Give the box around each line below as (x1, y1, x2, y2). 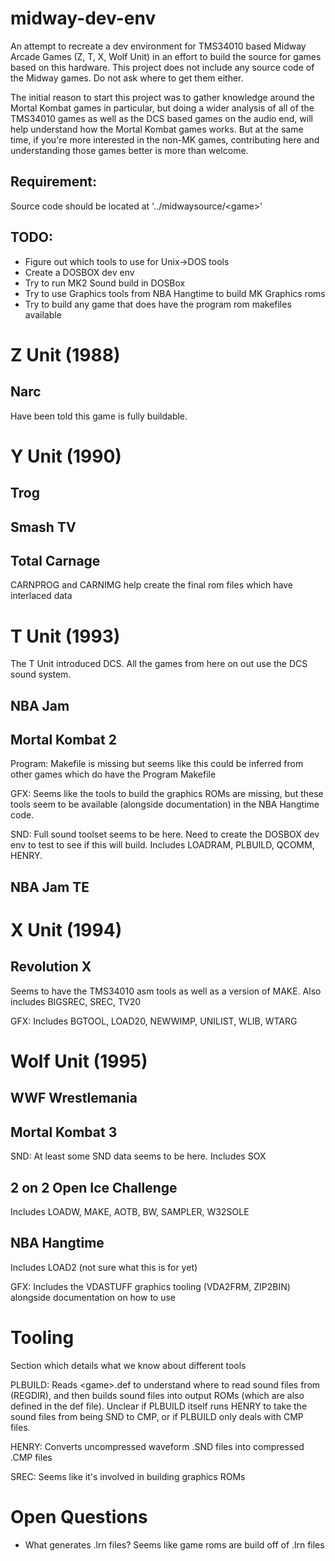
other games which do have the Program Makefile (10, 768, 217, 781)
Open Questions (10, 1506, 148, 1529)
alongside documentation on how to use (10, 1291, 177, 1303)
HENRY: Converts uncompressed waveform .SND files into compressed (10, 1440, 305, 1452)
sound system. (10, 668, 72, 681)
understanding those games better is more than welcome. (10, 144, 249, 156)
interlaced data (10, 590, 73, 602)
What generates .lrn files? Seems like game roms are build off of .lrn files (24, 1538, 325, 1551)
